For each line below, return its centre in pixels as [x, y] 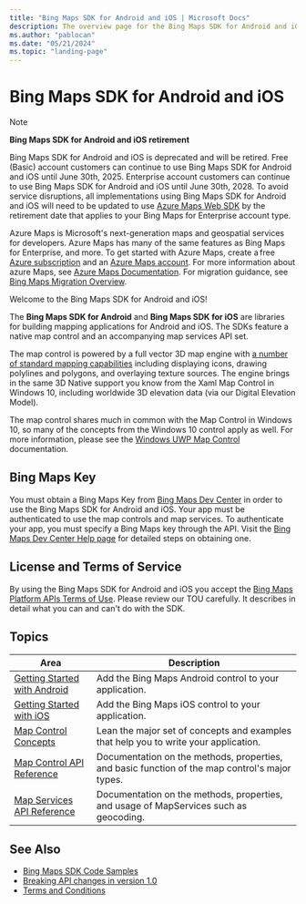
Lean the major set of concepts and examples [194, 730]
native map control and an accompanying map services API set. [129, 336]
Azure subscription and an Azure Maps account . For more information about [153, 262]
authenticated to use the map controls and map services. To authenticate [147, 519]
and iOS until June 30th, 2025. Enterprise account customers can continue [150, 177]
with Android [41, 689]
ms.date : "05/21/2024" [52, 43]
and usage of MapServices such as [172, 806]
